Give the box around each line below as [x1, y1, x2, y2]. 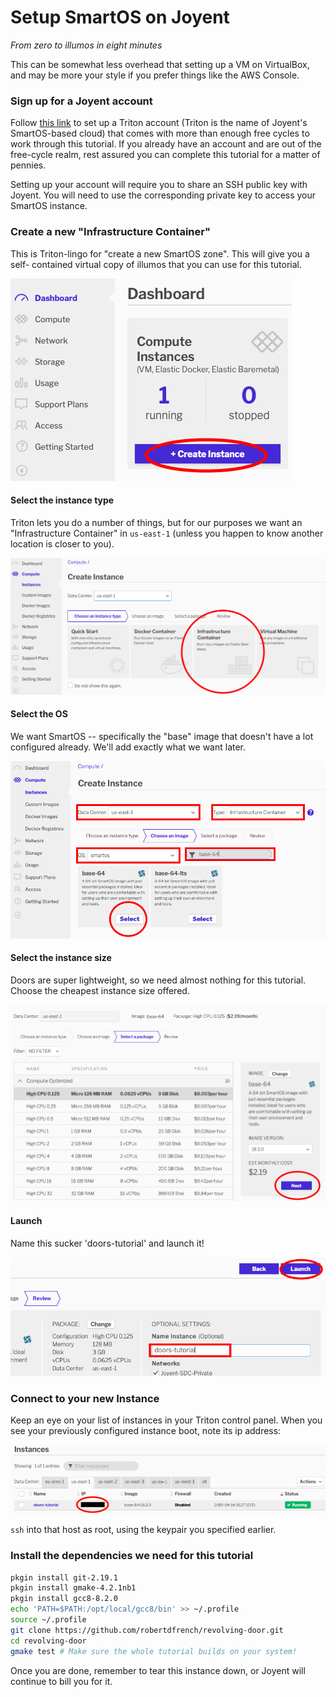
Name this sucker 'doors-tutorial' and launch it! [10, 1237, 205, 1249]
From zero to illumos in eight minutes [10, 39, 163, 51]
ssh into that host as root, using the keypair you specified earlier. [10, 1524, 277, 1536]
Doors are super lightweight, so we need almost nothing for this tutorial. [10, 974, 307, 986]
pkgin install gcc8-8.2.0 [10, 1594, 118, 1604]
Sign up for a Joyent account [10, 94, 153, 108]
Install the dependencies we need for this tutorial [10, 1549, 254, 1563]
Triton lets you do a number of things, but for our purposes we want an [10, 516, 303, 528]
